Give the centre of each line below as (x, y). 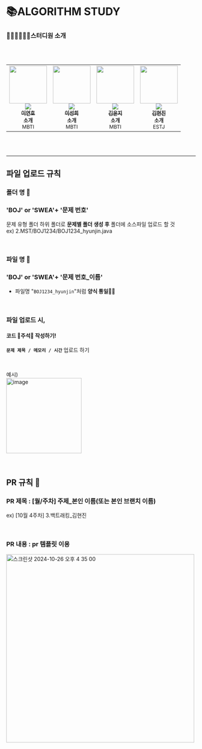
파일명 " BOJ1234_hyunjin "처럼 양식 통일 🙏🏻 (65, 291)
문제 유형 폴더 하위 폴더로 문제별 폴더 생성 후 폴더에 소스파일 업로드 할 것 (91, 224)
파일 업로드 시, (26, 320)
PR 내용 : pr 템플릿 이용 (38, 544)
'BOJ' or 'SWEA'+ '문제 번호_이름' (55, 277)
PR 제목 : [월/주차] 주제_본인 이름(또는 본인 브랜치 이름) (81, 501)
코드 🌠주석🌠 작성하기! (31, 336)
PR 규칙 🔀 (23, 482)
